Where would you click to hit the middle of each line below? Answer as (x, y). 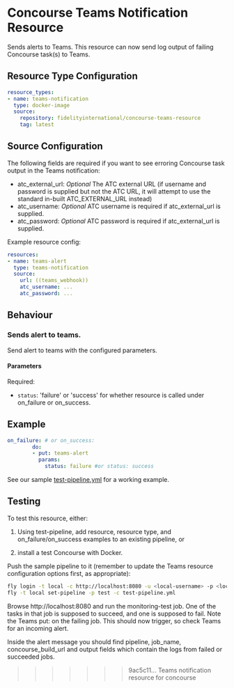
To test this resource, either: (48, 518)
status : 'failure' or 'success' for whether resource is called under (111, 395)
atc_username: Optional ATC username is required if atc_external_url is (119, 206)
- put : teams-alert (61, 453)
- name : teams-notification (48, 99)
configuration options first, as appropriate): (69, 573)
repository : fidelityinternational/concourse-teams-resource (110, 118)
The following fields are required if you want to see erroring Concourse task (116, 163)
